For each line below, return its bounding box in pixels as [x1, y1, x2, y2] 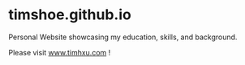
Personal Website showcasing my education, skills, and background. [8, 32, 238, 42]
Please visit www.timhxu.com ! [8, 47, 111, 57]
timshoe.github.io [8, 6, 131, 24]
